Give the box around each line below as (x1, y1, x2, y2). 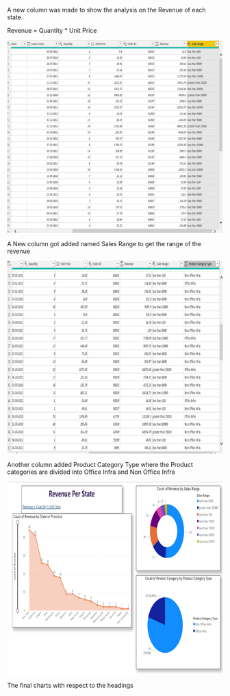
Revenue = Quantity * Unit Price (7, 27, 97, 34)
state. (7, 13, 23, 21)
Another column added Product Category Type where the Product (7, 461, 193, 468)
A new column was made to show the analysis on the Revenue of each (7, 6, 207, 14)
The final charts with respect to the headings (7, 682, 133, 689)
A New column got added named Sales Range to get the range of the (7, 240, 202, 248)
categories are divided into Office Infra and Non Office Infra (7, 468, 176, 476)
